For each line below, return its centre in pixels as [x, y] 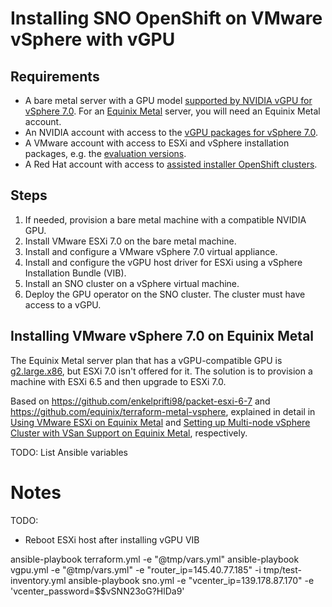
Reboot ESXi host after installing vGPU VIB [112, 539]
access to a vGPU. [63, 304]
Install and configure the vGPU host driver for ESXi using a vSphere [163, 262]
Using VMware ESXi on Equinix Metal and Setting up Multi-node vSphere [160, 422]
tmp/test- [282, 569]
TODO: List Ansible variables [69, 452]
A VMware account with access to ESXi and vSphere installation [157, 143]
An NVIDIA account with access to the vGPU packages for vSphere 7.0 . [171, 132]
